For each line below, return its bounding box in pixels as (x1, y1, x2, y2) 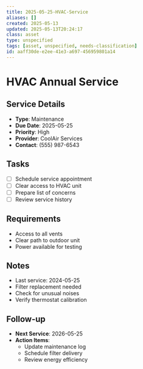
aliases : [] (6, 15, 37, 21)
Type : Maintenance (15, 115, 65, 123)
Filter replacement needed (15, 283, 82, 290)
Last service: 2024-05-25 (15, 277, 80, 284)
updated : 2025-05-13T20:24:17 (6, 26, 83, 32)
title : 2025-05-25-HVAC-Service (6, 9, 88, 15)
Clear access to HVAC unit (15, 182, 82, 189)
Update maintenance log (24, 343, 86, 351)
